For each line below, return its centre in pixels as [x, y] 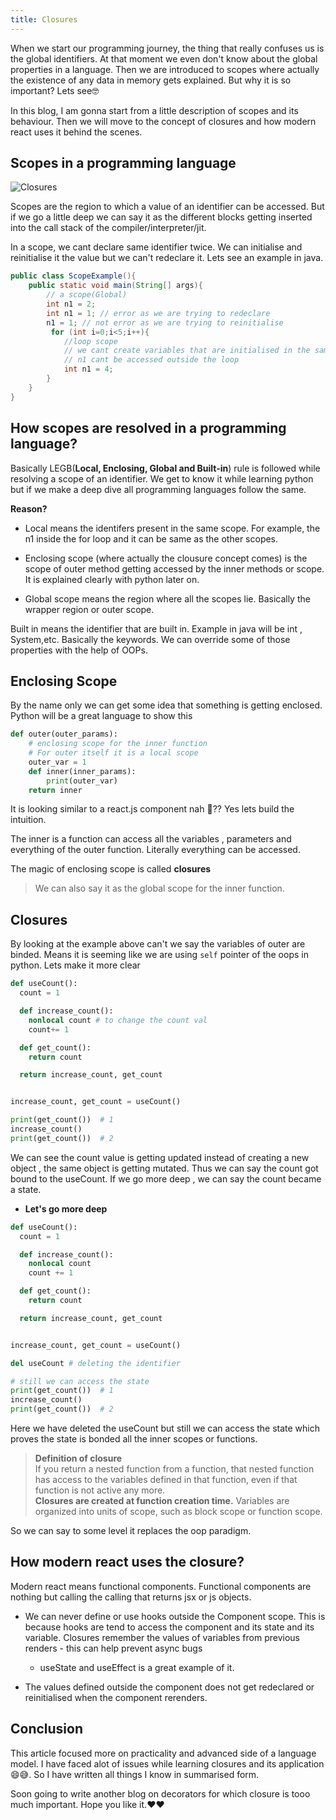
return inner [55, 790]
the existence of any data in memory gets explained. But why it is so [151, 80]
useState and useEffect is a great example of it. [137, 1667]
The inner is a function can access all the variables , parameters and [151, 839]
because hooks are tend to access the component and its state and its [169, 1627]
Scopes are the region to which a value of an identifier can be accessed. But [167, 207]
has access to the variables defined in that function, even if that [166, 1479]
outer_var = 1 [57, 762]
